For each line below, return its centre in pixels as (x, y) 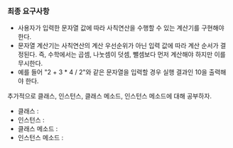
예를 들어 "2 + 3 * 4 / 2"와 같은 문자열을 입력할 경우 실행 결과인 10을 (112, 72)
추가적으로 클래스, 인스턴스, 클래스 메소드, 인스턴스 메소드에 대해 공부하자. (109, 96)
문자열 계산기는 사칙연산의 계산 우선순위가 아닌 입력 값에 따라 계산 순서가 (118, 46)
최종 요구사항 (28, 11)
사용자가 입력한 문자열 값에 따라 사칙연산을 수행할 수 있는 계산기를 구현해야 (121, 28)
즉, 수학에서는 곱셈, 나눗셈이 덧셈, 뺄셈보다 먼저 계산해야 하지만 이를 (132, 55)
